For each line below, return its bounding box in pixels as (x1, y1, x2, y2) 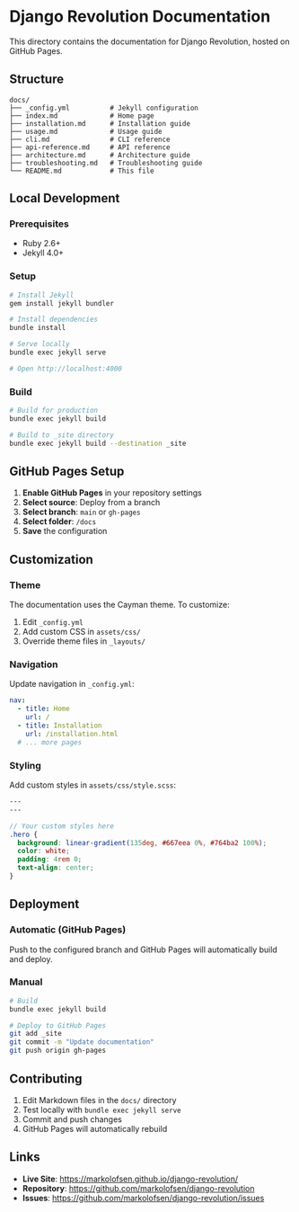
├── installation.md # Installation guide (9, 119, 191, 128)
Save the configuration (22, 526, 108, 537)
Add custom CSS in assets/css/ (22, 627, 141, 637)
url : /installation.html (25, 729, 119, 738)
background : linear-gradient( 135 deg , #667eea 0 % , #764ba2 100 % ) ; (17, 838, 268, 847)
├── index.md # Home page (9, 111, 154, 120)
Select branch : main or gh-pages (22, 506, 141, 518)
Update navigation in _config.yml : (9, 679, 135, 690)
